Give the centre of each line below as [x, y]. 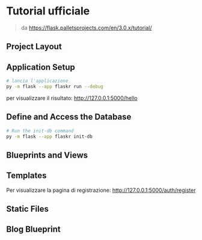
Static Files [28, 209]
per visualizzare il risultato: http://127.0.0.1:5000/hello [72, 98]
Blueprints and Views [47, 155]
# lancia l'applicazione [37, 81]
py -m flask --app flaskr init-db [50, 137]
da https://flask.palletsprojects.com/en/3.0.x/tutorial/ [86, 28]
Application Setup [41, 67]
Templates [26, 176]
